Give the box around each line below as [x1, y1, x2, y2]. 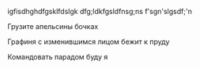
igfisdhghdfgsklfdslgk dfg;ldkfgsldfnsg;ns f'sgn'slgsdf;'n [7, 7, 193, 16]
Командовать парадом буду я [7, 53, 108, 61]
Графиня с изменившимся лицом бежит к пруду [7, 37, 170, 46]
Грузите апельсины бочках [7, 22, 99, 31]
